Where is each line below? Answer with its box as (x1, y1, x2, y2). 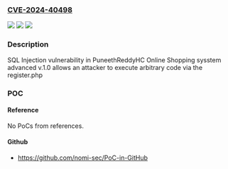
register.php (7, 71, 43, 79)
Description (7, 40, 49, 49)
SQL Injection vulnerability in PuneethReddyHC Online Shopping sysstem (7, 55, 222, 64)
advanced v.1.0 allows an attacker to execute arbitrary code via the (7, 63, 203, 71)
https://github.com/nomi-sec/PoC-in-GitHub (17, 153, 148, 162)
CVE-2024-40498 (7, 5, 73, 15)
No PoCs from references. (7, 122, 84, 130)
